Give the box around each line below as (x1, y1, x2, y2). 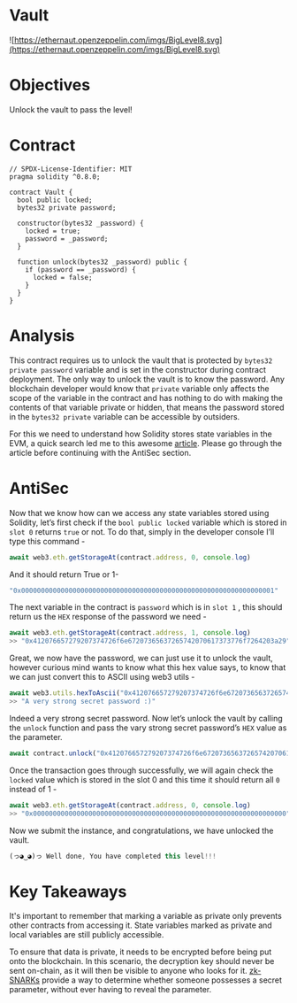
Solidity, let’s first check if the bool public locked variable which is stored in (9, 517, 287, 528)
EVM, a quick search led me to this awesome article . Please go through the (9, 437, 283, 448)
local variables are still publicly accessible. (9, 930, 164, 940)
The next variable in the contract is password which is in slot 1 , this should (9, 602, 283, 613)
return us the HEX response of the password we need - (9, 612, 207, 622)
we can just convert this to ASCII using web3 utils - (9, 672, 195, 683)
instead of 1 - (9, 783, 57, 794)
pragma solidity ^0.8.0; (9, 172, 101, 181)
